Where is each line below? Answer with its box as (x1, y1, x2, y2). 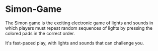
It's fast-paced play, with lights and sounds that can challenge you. (5, 40, 144, 46)
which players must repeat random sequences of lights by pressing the (5, 25, 152, 31)
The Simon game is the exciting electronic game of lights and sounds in (5, 20, 153, 26)
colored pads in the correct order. (5, 30, 75, 36)
